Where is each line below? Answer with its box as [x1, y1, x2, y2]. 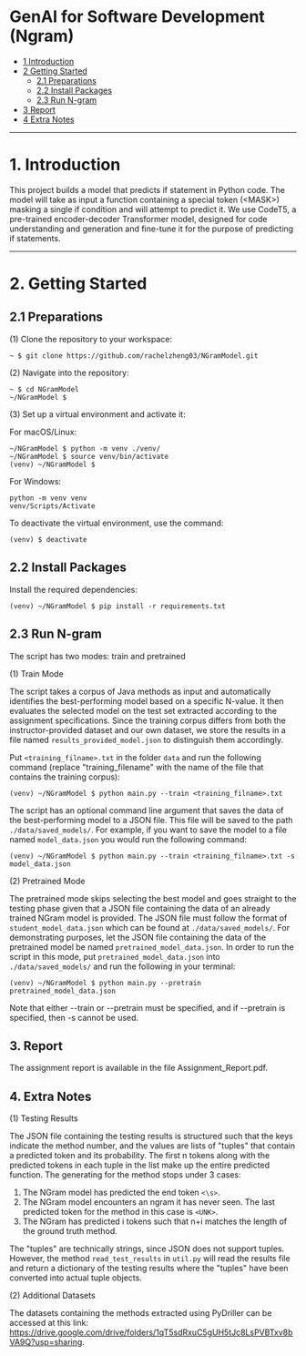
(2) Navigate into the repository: [9, 367, 129, 378]
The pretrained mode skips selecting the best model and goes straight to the [9, 892, 297, 903]
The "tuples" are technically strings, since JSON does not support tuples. [9, 1243, 285, 1254]
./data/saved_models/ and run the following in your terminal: [9, 961, 236, 972]
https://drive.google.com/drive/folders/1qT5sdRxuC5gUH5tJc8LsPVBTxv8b [9, 1327, 293, 1338]
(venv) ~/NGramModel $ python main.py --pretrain [9, 978, 202, 987]
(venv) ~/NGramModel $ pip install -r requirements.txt [9, 601, 226, 611]
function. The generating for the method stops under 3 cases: [9, 1169, 241, 1180]
